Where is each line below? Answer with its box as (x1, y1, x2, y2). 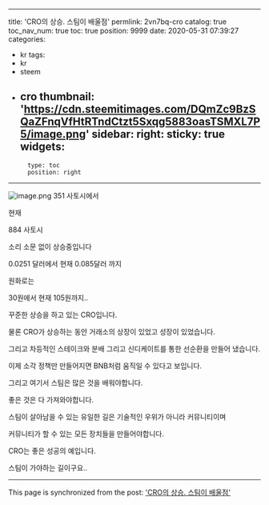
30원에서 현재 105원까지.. (8, 293, 89, 303)
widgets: (19, 140, 66, 154)
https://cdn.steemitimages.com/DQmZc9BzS (23, 102, 256, 116)
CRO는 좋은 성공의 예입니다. (8, 446, 96, 455)
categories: (8, 34, 46, 44)
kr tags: (19, 50, 46, 59)
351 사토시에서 (53, 190, 99, 200)
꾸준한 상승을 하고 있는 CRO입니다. (8, 310, 118, 319)
